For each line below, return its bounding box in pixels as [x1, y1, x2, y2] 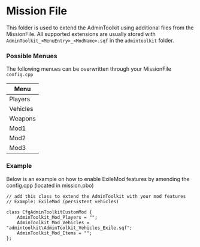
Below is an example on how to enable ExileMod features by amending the [6, 175, 190, 182]
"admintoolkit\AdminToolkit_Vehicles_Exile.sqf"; [6, 225, 133, 231]
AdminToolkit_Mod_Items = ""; [17, 230, 93, 236]
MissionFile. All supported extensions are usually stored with [6, 30, 156, 37]
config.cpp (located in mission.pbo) [6, 182, 94, 189]
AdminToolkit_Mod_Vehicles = [17, 219, 90, 225]
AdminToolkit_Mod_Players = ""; [17, 214, 98, 220]
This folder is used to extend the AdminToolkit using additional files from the [6, 24, 194, 31]
